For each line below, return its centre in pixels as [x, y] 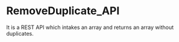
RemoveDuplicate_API [63, 11]
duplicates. [20, 33]
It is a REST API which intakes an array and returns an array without [90, 27]
